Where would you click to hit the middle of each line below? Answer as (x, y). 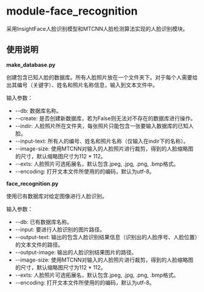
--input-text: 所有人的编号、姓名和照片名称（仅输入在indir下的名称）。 (102, 141)
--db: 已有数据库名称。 (44, 222)
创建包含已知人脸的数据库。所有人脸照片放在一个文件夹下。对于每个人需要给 (102, 77)
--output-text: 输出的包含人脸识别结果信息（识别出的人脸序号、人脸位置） (106, 237)
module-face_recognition (72, 11)
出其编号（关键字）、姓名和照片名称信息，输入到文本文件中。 (82, 85)
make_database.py (31, 64)
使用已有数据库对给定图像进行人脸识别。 (57, 196)
